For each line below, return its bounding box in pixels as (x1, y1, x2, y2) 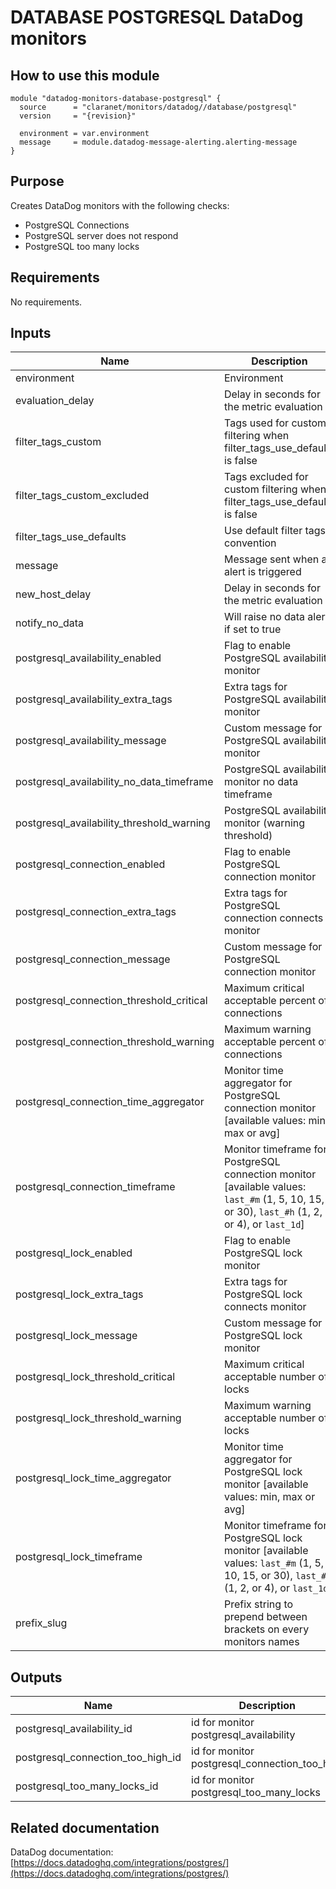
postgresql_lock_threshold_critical (15, 1370, 176, 1384)
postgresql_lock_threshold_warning (15, 1411, 182, 1425)
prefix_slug (15, 1616, 68, 1630)
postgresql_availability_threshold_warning (15, 816, 211, 830)
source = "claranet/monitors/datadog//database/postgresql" (19, 102, 298, 112)
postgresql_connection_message (15, 952, 171, 966)
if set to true (223, 622, 282, 636)
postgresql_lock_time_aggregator (15, 1471, 172, 1485)
